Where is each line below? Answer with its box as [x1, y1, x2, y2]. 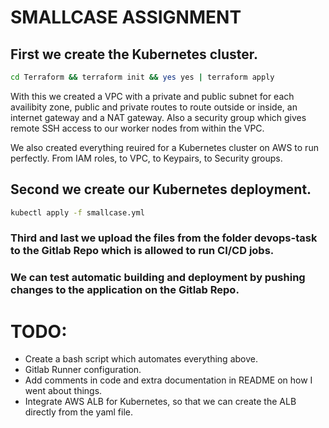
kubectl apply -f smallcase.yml [10, 207, 145, 218]
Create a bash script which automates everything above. [24, 353, 258, 365]
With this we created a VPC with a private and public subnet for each [10, 90, 295, 102]
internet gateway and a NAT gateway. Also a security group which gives [10, 111, 307, 123]
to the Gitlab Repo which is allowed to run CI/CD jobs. [10, 244, 275, 258]
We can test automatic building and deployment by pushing [10, 271, 306, 285]
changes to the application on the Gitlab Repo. [10, 283, 240, 297]
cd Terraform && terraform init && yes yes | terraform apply [10, 72, 275, 82]
